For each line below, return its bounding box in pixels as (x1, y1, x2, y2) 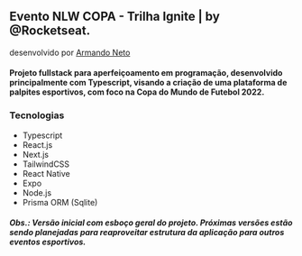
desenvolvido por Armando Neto (9, 47, 131, 58)
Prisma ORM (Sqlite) (22, 197, 98, 207)
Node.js (22, 187, 52, 198)
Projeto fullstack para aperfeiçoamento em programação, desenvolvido (9, 68, 283, 78)
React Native (22, 168, 70, 178)
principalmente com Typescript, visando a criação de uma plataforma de (9, 78, 288, 88)
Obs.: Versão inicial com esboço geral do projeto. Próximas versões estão (9, 217, 293, 228)
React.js (22, 139, 53, 150)
